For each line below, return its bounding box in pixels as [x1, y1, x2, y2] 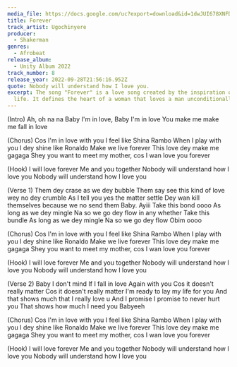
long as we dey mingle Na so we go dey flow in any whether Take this [7, 209, 210, 217]
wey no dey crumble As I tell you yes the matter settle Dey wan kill [7, 193, 200, 202]
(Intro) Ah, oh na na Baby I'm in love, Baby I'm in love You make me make [7, 115, 219, 124]
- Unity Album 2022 [13, 63, 71, 70]
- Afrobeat [13, 50, 46, 57]
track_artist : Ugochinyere [7, 23, 87, 30]
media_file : [7, 10, 42, 18]
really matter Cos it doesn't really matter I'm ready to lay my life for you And [7, 287, 228, 295]
